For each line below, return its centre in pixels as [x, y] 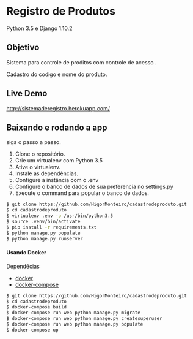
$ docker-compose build [37, 307]
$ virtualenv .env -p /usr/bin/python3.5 [60, 216]
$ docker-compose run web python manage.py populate [75, 324]
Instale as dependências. [46, 173]
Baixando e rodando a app [57, 127]
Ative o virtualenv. [38, 167]
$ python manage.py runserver [45, 238]
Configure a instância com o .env [57, 180]
